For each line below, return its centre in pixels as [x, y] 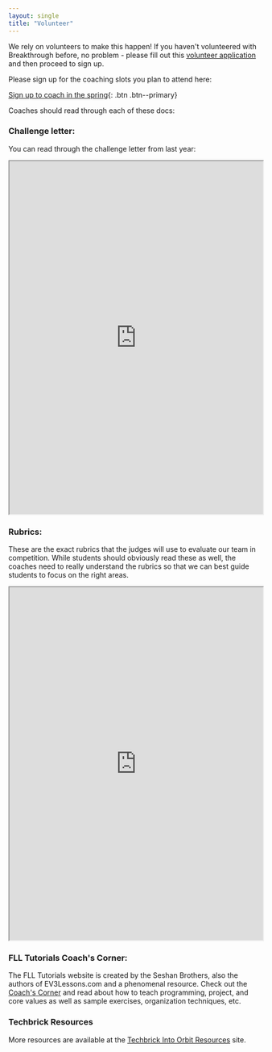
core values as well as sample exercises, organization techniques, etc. [125, 1001]
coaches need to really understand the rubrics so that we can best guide [129, 566]
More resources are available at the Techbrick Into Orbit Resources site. [128, 1039]
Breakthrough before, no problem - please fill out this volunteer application [132, 55]
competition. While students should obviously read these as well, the [122, 558]
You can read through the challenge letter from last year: [102, 148]
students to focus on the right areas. [68, 575]
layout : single [34, 16]
